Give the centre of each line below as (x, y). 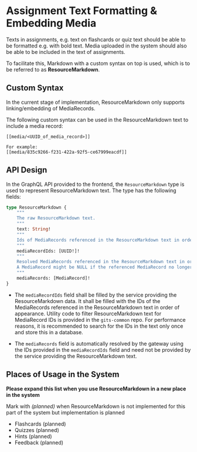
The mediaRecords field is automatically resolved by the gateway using (99, 344)
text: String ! (34, 229)
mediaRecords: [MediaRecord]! (54, 278)
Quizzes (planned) (37, 430)
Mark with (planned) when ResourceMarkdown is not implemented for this (96, 406)
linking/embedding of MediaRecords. (51, 108)
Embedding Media (51, 23)
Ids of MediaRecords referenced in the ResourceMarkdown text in (98, 240)
